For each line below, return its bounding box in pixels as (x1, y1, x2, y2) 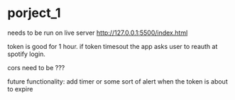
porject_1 (7, 5, 62, 21)
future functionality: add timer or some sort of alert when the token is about (7, 77, 229, 86)
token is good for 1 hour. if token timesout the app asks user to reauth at (7, 42, 218, 50)
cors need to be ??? (7, 63, 65, 72)
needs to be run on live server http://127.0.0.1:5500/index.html (7, 28, 188, 37)
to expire (7, 84, 33, 93)
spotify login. (7, 50, 46, 58)
